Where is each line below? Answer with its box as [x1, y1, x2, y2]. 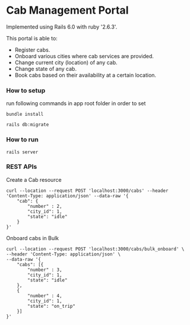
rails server [6, 149, 39, 155]
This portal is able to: [6, 34, 58, 42]
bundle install [6, 111, 44, 118]
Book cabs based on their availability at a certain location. [14, 71, 156, 78]
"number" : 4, [27, 292, 62, 299]
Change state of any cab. [14, 65, 77, 72]
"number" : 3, [27, 267, 62, 273]
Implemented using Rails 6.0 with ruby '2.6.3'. [6, 23, 118, 30]
